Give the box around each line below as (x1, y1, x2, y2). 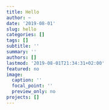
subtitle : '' (6, 43, 40, 50)
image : (6, 71, 23, 78)
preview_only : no (12, 89, 56, 95)
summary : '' (6, 49, 37, 55)
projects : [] (6, 94, 40, 100)
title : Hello (6, 9, 40, 15)
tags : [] (6, 37, 29, 43)
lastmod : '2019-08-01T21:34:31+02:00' (6, 60, 105, 66)
